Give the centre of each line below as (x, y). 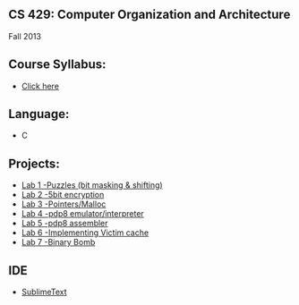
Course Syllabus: (57, 65)
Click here (40, 86)
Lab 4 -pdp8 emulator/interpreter (82, 214)
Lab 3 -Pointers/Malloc (64, 204)
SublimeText (44, 292)
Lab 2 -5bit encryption (63, 195)
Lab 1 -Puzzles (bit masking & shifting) (92, 185)
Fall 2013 (25, 36)
